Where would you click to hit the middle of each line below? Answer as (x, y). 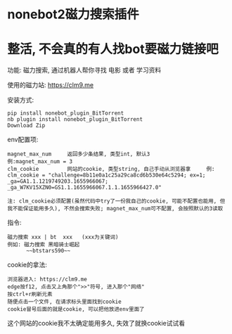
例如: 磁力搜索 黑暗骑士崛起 (44, 245)
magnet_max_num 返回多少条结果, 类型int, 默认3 (79, 154)
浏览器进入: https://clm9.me (47, 280)
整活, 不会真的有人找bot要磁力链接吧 (113, 49)
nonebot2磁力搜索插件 (73, 14)
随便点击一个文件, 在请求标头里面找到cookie (64, 302)
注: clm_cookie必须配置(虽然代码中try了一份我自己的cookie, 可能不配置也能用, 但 (116, 201)
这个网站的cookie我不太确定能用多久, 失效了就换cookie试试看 (96, 323)
